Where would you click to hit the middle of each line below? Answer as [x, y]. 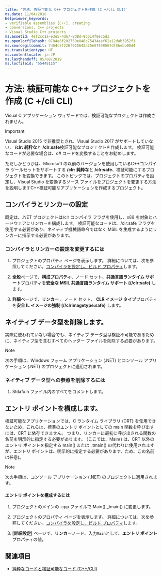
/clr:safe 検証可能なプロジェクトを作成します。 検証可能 [98, 147]
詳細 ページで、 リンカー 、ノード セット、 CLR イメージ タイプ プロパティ [85, 299]
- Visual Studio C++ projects [36, 32]
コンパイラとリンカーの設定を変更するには [55, 249]
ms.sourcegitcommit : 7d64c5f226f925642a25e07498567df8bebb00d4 [70, 46]
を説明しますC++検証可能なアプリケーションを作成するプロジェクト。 [75, 188]
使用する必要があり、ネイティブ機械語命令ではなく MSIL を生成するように [79, 229]
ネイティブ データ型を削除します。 [56, 322]
